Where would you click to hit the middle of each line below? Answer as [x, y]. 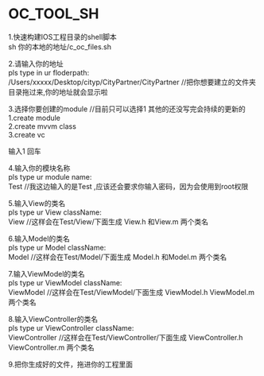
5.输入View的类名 [37, 203]
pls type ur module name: [50, 176]
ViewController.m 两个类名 [51, 347]
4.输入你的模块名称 [39, 168]
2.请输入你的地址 [36, 64]
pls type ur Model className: [57, 247]
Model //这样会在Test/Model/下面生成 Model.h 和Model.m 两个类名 [118, 257]
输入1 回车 [25, 151]
